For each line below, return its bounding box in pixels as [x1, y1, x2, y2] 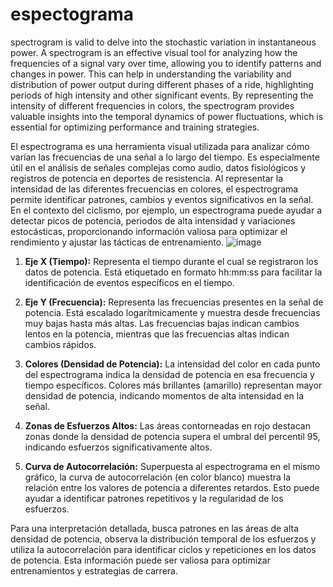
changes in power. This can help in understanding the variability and [10, 68, 292, 80]
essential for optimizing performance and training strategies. [10, 121, 260, 133]
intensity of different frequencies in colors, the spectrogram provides [10, 99, 295, 112]
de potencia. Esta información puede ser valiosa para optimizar [10, 554, 271, 566]
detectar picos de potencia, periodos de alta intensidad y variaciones [10, 214, 296, 227]
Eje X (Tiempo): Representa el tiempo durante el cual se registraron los [24, 255, 319, 267]
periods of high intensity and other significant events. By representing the [10, 89, 314, 101]
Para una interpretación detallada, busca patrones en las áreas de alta [10, 522, 300, 534]
